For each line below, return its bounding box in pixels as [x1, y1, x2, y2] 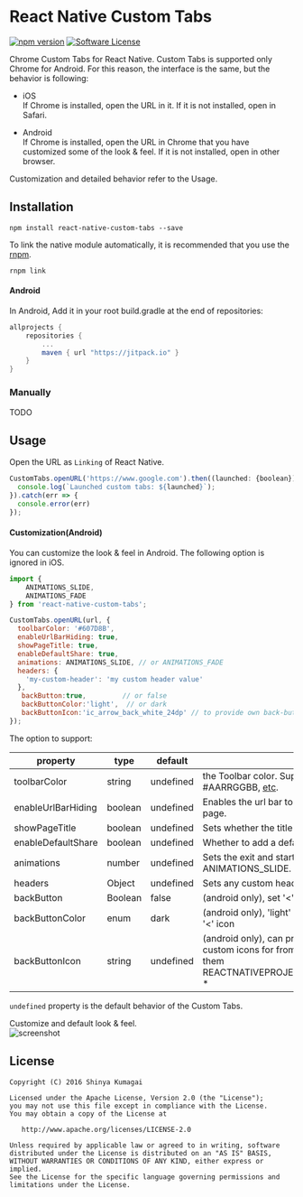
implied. [9, 1165, 42, 1174]
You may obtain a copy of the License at [9, 1109, 168, 1118]
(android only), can [202, 932, 284, 944]
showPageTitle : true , [17, 641, 99, 651]
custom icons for [202, 943, 274, 956]
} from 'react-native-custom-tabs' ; [9, 599, 147, 608]
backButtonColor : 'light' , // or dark [21, 700, 168, 710]
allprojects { [9, 322, 63, 331]
